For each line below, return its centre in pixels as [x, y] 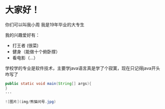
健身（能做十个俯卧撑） [36, 52]
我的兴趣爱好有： [22, 35]
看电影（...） [25, 57]
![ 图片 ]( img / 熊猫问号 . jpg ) [31, 102]
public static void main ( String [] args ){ [48, 83]
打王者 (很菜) [25, 45]
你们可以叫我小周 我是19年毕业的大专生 [45, 25]
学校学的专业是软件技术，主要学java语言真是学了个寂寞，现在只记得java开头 [83, 68]
